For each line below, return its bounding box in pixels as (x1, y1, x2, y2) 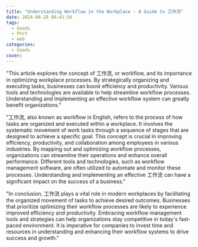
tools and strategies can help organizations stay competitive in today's (6, 215, 178, 222)
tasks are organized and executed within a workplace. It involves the (6, 120, 173, 127)
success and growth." (6, 234, 59, 241)
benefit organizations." (6, 101, 61, 108)
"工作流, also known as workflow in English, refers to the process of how (6, 113, 183, 121)
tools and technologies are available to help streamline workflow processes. (6, 89, 191, 96)
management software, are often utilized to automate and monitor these (6, 164, 181, 171)
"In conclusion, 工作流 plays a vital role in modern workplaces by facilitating (6, 190, 191, 197)
